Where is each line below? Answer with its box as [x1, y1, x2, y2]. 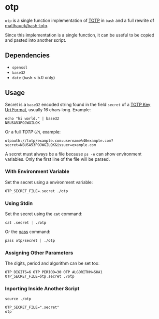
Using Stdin [5, 200, 33, 206]
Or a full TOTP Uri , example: [5, 129, 61, 134]
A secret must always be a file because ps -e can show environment [5, 151, 142, 157]
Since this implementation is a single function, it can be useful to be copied [5, 32, 155, 38]
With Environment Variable [5, 168, 70, 175]
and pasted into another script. [5, 37, 67, 43]
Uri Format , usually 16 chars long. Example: [5, 106, 91, 113]
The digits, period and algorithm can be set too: [5, 260, 100, 266]
